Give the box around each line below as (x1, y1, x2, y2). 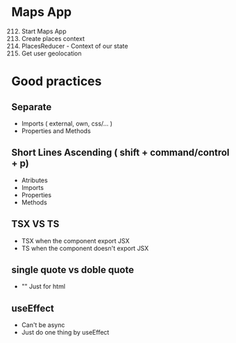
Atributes (21, 176, 48, 184)
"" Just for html (21, 282, 65, 291)
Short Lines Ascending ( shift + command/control (11, 147, 230, 159)
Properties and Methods (21, 126, 91, 135)
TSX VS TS (11, 218, 60, 230)
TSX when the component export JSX (21, 236, 130, 245)
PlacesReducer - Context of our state (21, 42, 128, 50)
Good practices (11, 73, 102, 89)
